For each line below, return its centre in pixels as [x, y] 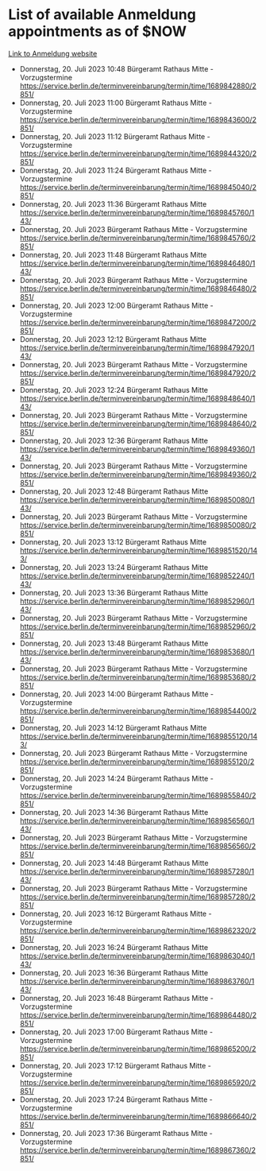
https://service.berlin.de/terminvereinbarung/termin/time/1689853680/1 [137, 651]
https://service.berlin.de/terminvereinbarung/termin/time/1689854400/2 [138, 711]
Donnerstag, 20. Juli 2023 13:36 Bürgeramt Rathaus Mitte [114, 592]
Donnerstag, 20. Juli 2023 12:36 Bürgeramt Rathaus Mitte [114, 440]
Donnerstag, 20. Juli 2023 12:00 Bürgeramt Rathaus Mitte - [116, 305]
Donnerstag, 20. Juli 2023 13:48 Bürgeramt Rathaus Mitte [114, 643]
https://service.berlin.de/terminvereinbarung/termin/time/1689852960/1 [137, 601]
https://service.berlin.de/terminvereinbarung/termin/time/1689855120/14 [139, 736]
